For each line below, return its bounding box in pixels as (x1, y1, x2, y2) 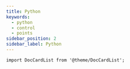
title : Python (6, 8, 41, 15)
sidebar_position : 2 (6, 36, 57, 42)
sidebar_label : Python (6, 42, 62, 47)
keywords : (6, 14, 31, 20)
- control (11, 25, 35, 31)
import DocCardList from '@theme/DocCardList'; (6, 57, 125, 63)
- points (11, 30, 33, 36)
